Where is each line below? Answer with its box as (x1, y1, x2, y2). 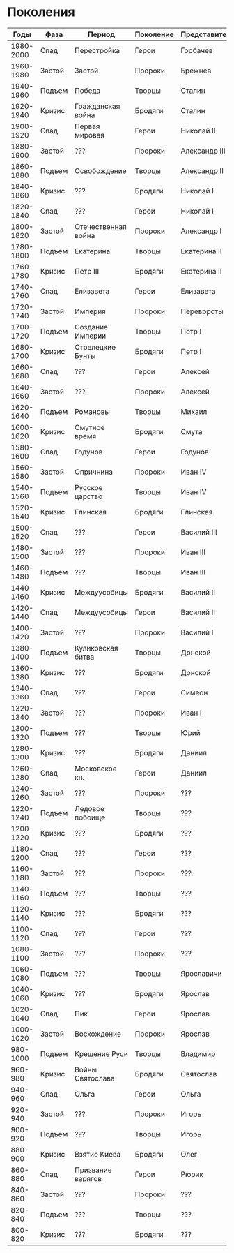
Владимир (180, 1048, 216, 1058)
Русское (74, 482, 103, 492)
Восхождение (74, 1029, 122, 1039)
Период (88, 29, 115, 39)
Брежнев (180, 66, 212, 75)
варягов (74, 1173, 102, 1183)
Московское (74, 764, 117, 773)
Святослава (74, 1073, 115, 1083)
